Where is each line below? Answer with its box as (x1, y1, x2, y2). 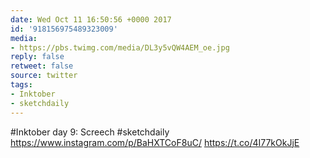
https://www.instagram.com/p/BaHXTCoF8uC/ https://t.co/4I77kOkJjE (10, 136, 300, 148)
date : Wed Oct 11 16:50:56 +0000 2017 (10, 14, 172, 25)
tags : (10, 80, 33, 90)
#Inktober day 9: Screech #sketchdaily (10, 126, 170, 138)
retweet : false (10, 61, 74, 71)
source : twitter (10, 71, 78, 81)
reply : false (10, 52, 65, 62)
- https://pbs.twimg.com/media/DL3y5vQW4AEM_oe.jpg (10, 42, 230, 53)
